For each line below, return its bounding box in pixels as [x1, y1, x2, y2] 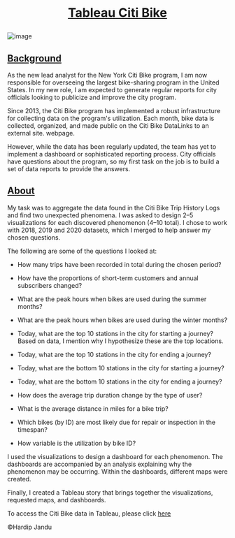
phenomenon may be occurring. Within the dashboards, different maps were [7, 467, 228, 476]
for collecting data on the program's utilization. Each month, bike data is [7, 114, 215, 122]
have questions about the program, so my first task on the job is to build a [7, 157, 220, 166]
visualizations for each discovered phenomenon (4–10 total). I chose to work [7, 218, 227, 226]
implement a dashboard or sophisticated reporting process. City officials [7, 150, 216, 158]
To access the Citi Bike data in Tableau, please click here [7, 509, 171, 518]
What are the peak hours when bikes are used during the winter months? [17, 316, 228, 324]
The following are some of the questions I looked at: [7, 247, 157, 255]
